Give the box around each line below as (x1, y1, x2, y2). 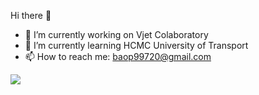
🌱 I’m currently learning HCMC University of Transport (24, 40, 249, 51)
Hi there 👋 (10, 10, 52, 21)
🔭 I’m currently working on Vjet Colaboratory (24, 29, 209, 40)
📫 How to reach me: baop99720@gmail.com (24, 51, 212, 62)
